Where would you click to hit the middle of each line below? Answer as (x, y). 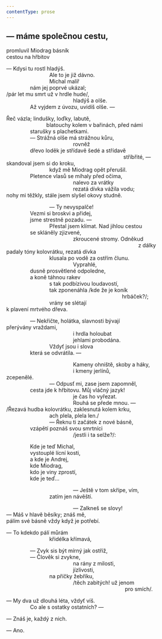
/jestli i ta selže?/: (95, 435)
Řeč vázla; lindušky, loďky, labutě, (48, 119)
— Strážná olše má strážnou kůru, (72, 138)
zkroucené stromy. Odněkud (108, 239)
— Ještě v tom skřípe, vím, (106, 490)
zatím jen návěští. (71, 496)
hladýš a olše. (90, 100)
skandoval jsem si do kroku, (41, 164)
